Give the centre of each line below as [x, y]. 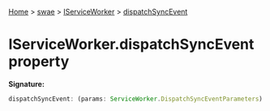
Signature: [26, 83]
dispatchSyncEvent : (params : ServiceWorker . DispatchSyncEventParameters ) [136, 99]
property [39, 62]
